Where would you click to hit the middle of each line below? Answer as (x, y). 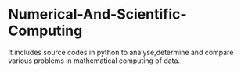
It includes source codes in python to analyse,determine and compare (121, 52)
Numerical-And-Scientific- (97, 14)
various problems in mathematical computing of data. (94, 61)
